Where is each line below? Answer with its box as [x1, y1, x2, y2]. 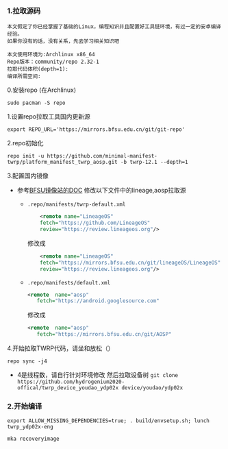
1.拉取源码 [7, 5, 41, 15]
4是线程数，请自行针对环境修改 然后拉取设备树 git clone [16, 371, 179, 379]
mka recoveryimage [7, 435, 60, 443]
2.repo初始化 [7, 139, 44, 147]
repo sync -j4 [7, 358, 48, 365]
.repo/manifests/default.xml [27, 279, 111, 286]
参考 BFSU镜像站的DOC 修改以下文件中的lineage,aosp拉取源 [16, 186, 186, 195]
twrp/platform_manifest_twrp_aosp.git [7, 159, 118, 166]
